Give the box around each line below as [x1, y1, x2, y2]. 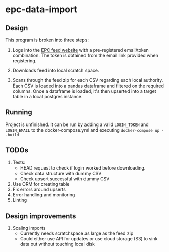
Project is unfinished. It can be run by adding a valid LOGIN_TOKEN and [5, 121, 149, 128]
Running [5, 108, 33, 117]
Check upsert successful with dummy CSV [20, 176, 110, 182]
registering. [12, 58, 37, 64]
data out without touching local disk [20, 241, 95, 247]
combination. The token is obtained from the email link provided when [12, 52, 158, 58]
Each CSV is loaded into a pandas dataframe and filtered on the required [12, 82, 164, 89]
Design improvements [5, 212, 76, 221]
